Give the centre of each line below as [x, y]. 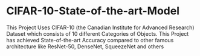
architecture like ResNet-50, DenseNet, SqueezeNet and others [85, 46]
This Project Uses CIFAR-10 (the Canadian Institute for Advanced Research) [100, 27]
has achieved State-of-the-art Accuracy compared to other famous [90, 40]
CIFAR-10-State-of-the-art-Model [93, 11]
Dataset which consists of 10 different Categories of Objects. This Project [98, 33]
